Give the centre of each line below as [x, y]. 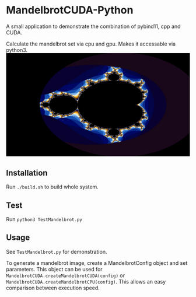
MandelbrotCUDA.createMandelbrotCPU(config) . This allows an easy [86, 281]
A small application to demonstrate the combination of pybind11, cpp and [93, 26]
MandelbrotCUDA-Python [70, 10]
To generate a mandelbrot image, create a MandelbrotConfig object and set [97, 263]
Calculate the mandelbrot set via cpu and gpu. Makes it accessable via [91, 44]
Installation [27, 173]
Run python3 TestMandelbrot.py [44, 219]
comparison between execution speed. [53, 288]
